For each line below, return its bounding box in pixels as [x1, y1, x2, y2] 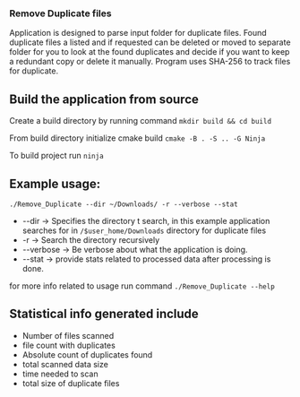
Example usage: [9, 176, 101, 191]
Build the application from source [9, 91, 199, 107]
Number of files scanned [21, 330, 115, 341]
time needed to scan [21, 368, 99, 379]
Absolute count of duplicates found [21, 349, 153, 360]
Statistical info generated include [9, 306, 199, 322]
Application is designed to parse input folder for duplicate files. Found [9, 28, 267, 39]
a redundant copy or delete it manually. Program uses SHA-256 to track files [9, 56, 291, 67]
